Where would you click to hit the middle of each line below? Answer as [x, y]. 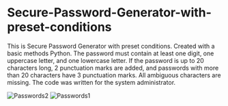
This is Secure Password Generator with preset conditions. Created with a [111, 46]
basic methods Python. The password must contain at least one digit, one [111, 53]
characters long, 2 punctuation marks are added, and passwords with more [113, 68]
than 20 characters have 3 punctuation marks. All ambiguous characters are [114, 75]
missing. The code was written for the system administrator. [91, 82]
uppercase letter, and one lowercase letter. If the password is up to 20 [106, 60]
